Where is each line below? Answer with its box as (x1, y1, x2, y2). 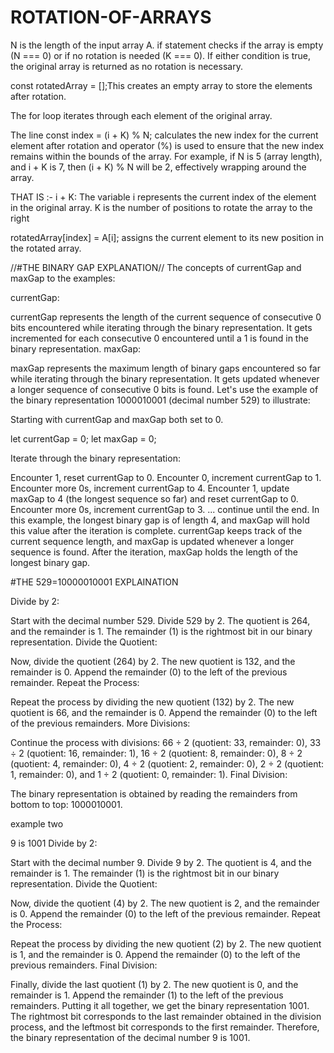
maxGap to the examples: (10, 272, 116, 284)
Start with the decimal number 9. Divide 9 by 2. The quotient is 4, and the (10, 856, 312, 868)
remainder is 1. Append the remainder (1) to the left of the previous (10, 989, 284, 1001)
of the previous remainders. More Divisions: (10, 717, 191, 729)
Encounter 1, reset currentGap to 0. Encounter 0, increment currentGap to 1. (10, 471, 322, 483)
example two (10, 817, 64, 830)
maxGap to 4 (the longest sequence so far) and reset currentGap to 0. (10, 492, 299, 505)
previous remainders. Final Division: (10, 959, 158, 971)
